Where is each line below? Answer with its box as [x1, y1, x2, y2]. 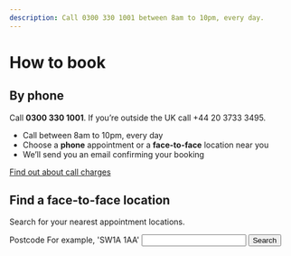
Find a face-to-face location [9, 193, 171, 208]
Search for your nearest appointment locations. [9, 216, 185, 227]
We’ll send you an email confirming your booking [22, 148, 205, 159]
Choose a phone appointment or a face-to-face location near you [22, 139, 269, 150]
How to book [9, 52, 107, 72]
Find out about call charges [9, 166, 111, 177]
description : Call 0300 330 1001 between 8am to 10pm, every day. [9, 13, 265, 23]
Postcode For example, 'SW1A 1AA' [9, 234, 140, 245]
